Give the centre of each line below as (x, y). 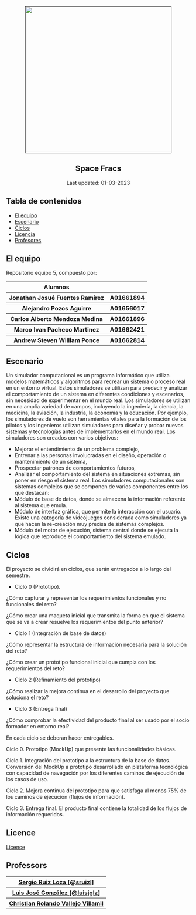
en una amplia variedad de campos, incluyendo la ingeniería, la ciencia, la (95, 407)
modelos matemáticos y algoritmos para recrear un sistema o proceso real (96, 381)
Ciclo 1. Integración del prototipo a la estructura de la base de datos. (88, 761)
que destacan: (32, 493)
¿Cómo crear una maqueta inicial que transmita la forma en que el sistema (96, 616)
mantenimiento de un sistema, (51, 462)
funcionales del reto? (31, 605)
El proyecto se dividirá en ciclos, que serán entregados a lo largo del (89, 569)
